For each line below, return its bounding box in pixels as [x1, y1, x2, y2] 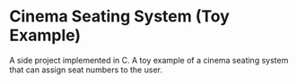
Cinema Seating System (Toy [9, 6, 231, 27]
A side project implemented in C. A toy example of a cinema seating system [9, 55, 289, 65]
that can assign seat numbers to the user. [9, 64, 163, 75]
